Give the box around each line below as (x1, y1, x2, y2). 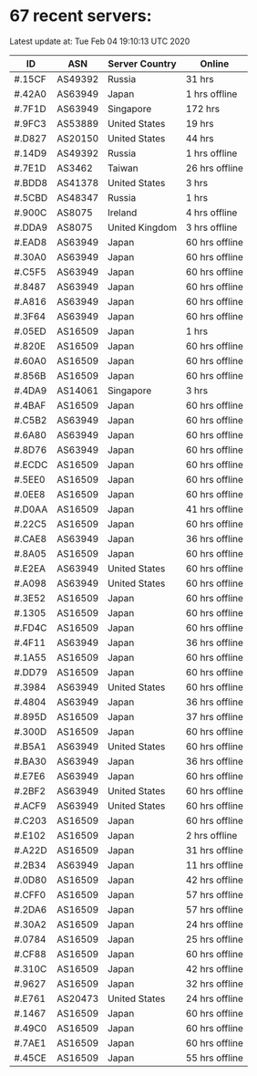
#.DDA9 (14, 221, 48, 234)
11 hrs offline (185, 859, 244, 872)
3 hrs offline (185, 221, 238, 234)
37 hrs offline (185, 710, 244, 723)
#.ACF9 (14, 799, 47, 812)
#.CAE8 (14, 532, 47, 545)
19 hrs (185, 117, 214, 130)
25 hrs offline (185, 933, 244, 945)
